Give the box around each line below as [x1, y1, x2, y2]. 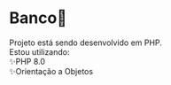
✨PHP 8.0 [9, 56, 46, 66]
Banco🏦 [9, 8, 68, 28]
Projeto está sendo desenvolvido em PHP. [9, 37, 162, 48]
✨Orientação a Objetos [9, 66, 94, 76]
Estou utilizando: [9, 46, 70, 57]
